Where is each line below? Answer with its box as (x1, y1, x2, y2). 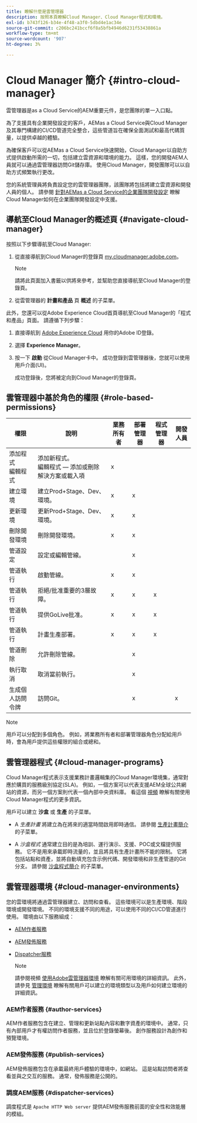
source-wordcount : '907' (6, 36, 67, 42)
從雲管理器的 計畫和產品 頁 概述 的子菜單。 (14, 296, 118, 303)
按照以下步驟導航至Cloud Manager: (6, 240, 91, 248)
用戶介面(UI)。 (14, 361, 50, 368)
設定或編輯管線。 (37, 551, 85, 559)
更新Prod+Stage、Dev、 (37, 507, 105, 515)
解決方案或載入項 (37, 472, 85, 480)
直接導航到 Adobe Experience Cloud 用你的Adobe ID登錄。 (14, 329, 157, 336)
